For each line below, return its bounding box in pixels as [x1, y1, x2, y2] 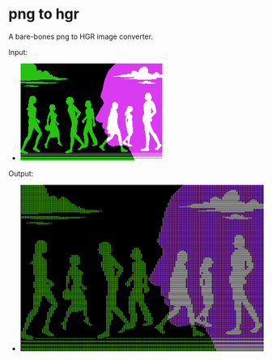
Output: [8, 168, 34, 178]
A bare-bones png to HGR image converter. [8, 32, 154, 41]
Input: [8, 47, 28, 57]
